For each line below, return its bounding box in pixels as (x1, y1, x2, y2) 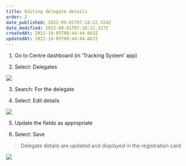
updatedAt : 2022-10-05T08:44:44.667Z (6, 36, 98, 42)
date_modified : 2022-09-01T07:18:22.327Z (6, 25, 109, 31)
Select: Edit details (14, 97, 60, 104)
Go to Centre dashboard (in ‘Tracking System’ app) (14, 52, 137, 59)
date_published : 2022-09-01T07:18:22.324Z (6, 19, 111, 25)
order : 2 (6, 14, 27, 20)
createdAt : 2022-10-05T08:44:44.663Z (6, 31, 98, 36)
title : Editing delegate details (6, 8, 88, 15)
